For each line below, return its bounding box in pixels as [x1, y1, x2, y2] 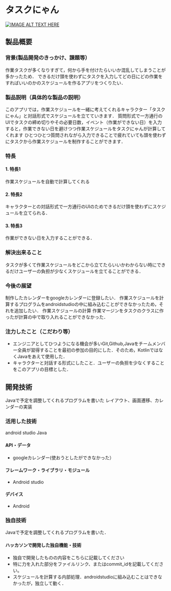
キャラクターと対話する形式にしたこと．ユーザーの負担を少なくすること [12, 360, 165, 366]
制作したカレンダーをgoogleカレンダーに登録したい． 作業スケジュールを [5, 295, 160, 301]
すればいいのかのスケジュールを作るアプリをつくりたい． [5, 79, 126, 86]
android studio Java [5, 430, 47, 436]
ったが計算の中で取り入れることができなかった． [5, 314, 108, 320]
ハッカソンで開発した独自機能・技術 [5, 542, 82, 548]
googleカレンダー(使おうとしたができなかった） [12, 454, 114, 461]
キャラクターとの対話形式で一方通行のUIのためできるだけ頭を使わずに [5, 203, 153, 210]
